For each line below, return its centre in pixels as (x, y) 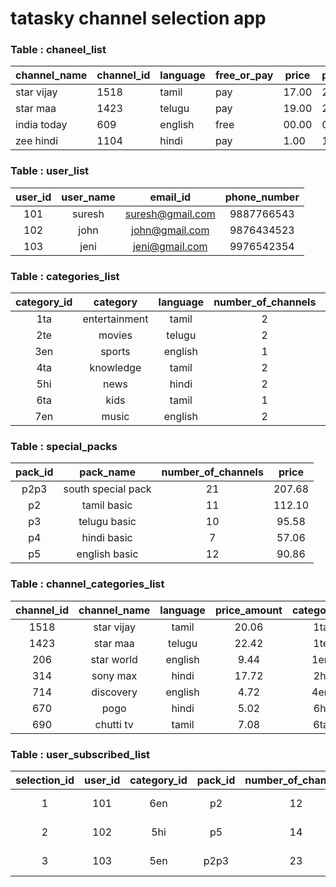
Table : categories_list (65, 276)
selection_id (45, 780)
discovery (114, 692)
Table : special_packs (64, 446)
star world (114, 659)
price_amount (248, 610)
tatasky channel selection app (138, 18)
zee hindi (37, 141)
